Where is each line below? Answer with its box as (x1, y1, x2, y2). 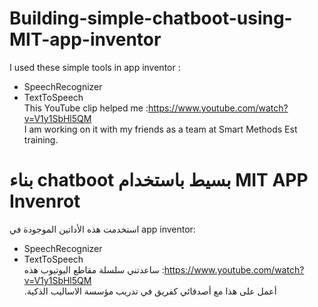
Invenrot (9, 190, 81, 213)
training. (23, 133, 59, 146)
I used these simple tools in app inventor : (9, 61, 181, 73)
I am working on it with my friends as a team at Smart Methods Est (23, 123, 298, 135)
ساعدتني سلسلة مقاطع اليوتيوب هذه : (23, 263, 165, 276)
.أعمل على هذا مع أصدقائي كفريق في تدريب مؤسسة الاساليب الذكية (23, 285, 277, 297)
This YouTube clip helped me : (23, 102, 149, 114)
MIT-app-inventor (9, 28, 162, 51)
